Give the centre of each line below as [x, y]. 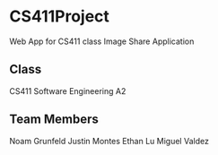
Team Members [54, 120]
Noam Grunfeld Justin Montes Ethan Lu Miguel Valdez [109, 141]
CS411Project [60, 17]
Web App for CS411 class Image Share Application [102, 41]
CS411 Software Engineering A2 [68, 90]
